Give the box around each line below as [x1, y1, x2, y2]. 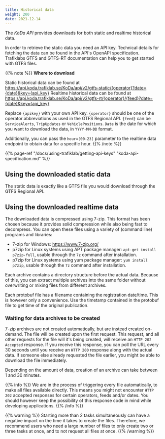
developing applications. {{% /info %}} [5, 403, 84, 409]
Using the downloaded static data [5, 170, 111, 178]
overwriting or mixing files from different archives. [5, 282, 107, 288]
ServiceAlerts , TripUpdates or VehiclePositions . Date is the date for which [5, 121, 157, 127]
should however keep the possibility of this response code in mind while [5, 397, 152, 403]
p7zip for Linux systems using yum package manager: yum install [12, 257, 148, 263]
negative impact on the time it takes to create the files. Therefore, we [5, 418, 145, 424]
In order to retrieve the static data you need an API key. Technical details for [5, 45, 159, 51]
